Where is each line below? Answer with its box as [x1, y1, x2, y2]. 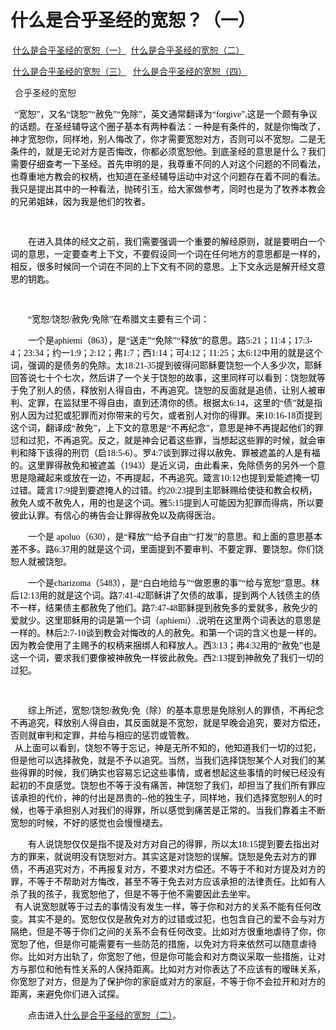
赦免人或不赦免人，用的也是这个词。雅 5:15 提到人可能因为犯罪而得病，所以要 [10, 497, 324, 508]
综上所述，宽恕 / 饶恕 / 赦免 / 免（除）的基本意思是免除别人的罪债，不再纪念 [28, 705, 325, 716]
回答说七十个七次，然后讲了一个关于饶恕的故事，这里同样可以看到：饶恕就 [10, 372, 317, 383]
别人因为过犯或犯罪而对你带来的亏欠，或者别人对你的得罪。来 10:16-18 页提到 [10, 410, 323, 421]
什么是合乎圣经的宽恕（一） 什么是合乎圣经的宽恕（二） [12, 45, 245, 56]
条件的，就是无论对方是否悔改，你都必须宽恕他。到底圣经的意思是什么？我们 [10, 146, 326, 157]
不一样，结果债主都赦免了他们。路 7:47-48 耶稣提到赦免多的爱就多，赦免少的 [10, 602, 318, 613]
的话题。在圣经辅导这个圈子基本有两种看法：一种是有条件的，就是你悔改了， [10, 121, 326, 132]
